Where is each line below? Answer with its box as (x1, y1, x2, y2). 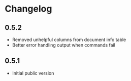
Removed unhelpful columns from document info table (12, 36, 126, 43)
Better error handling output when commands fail (12, 42, 115, 48)
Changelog (5, 3, 52, 15)
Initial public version (12, 70, 54, 76)
